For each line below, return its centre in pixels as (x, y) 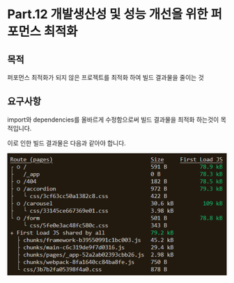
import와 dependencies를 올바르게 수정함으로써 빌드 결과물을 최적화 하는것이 (113, 120)
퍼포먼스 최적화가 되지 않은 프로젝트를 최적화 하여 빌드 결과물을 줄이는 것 (106, 78)
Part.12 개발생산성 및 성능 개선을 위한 (108, 14)
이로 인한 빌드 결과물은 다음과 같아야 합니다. (67, 143)
